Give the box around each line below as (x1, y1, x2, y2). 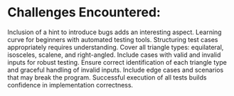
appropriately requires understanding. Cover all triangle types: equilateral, (7, 43, 224, 51)
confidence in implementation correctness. (7, 80, 134, 89)
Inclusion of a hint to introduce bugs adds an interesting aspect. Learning (7, 28, 222, 36)
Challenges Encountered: (7, 4, 161, 21)
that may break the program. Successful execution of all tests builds (7, 73, 207, 82)
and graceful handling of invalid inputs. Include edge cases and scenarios (7, 65, 224, 74)
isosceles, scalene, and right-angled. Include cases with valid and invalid (7, 50, 221, 59)
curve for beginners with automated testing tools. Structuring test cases (7, 35, 218, 43)
